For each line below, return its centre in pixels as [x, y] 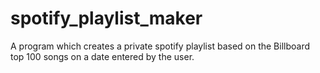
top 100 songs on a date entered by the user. [102, 56]
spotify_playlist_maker [106, 18]
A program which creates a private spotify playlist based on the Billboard [160, 46]
